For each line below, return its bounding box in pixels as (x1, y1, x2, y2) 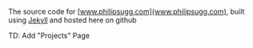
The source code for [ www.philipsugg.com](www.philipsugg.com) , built (8, 7, 245, 16)
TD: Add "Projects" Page (8, 31, 90, 40)
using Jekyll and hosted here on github (8, 15, 138, 25)
